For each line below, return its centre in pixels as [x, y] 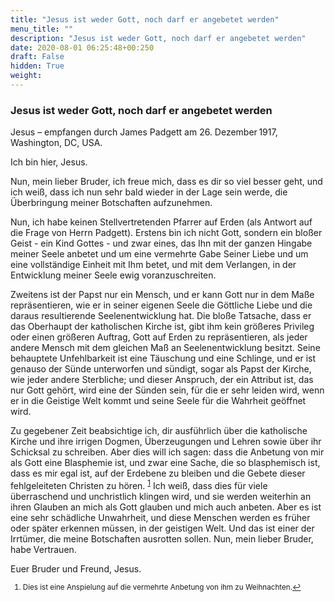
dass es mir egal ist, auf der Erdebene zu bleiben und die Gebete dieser [158, 473]
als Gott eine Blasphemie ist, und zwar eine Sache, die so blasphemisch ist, [165, 463]
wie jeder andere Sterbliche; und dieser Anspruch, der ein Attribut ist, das [162, 380]
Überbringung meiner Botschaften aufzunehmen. [111, 203]
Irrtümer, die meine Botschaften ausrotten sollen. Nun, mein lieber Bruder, [162, 538]
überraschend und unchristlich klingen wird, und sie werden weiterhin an [161, 496]
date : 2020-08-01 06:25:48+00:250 [82, 47]
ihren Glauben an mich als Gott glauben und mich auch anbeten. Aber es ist [166, 507]
